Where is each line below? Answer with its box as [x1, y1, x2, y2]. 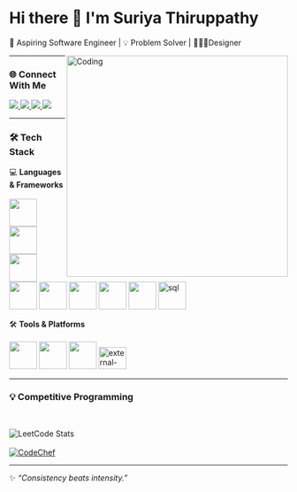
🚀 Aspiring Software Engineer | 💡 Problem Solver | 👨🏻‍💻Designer [9, 37, 241, 48]
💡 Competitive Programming [9, 391, 134, 404]
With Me [9, 79, 47, 91]
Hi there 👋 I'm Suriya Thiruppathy [9, 8, 259, 28]
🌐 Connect [9, 68, 57, 81]
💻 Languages [9, 166, 62, 177]
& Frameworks [9, 179, 64, 189]
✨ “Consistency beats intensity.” [9, 473, 128, 483]
